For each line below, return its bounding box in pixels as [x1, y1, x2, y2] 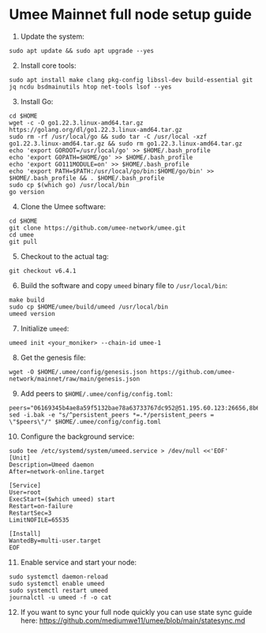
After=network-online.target [9, 467, 105, 475]
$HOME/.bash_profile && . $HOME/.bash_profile [9, 174, 165, 182]
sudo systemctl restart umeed [9, 586, 109, 594]
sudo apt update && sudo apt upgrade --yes [9, 47, 155, 54]
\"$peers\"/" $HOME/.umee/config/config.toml [9, 418, 161, 425]
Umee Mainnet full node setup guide [9, 6, 252, 24]
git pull [9, 238, 38, 245]
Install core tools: [20, 61, 77, 70]
